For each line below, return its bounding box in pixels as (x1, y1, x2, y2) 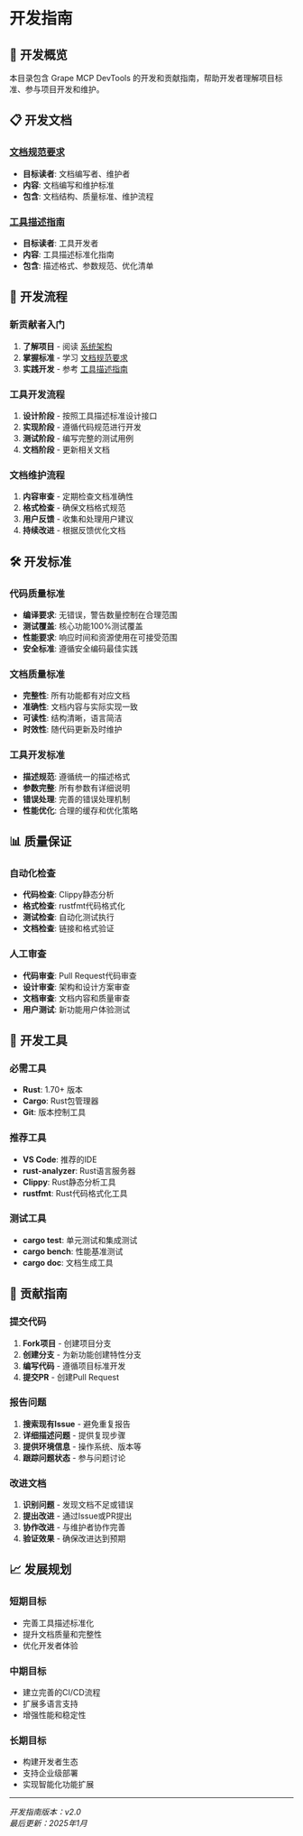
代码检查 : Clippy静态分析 (22, 890, 115, 900)
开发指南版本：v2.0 (9, 1806, 81, 1818)
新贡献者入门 (9, 318, 66, 331)
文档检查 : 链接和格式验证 (22, 923, 115, 934)
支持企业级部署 (22, 1767, 78, 1778)
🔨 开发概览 (9, 47, 68, 62)
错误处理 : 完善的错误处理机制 (22, 793, 131, 804)
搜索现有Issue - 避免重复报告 (22, 1418, 131, 1429)
